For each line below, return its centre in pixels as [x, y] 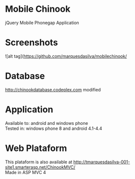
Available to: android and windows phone [46, 123]
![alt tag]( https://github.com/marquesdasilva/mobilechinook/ [66, 56]
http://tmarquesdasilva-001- [102, 162]
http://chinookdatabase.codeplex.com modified [53, 89]
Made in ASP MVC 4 [26, 172]
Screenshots [32, 43]
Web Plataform [36, 148]
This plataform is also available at [39, 162]
